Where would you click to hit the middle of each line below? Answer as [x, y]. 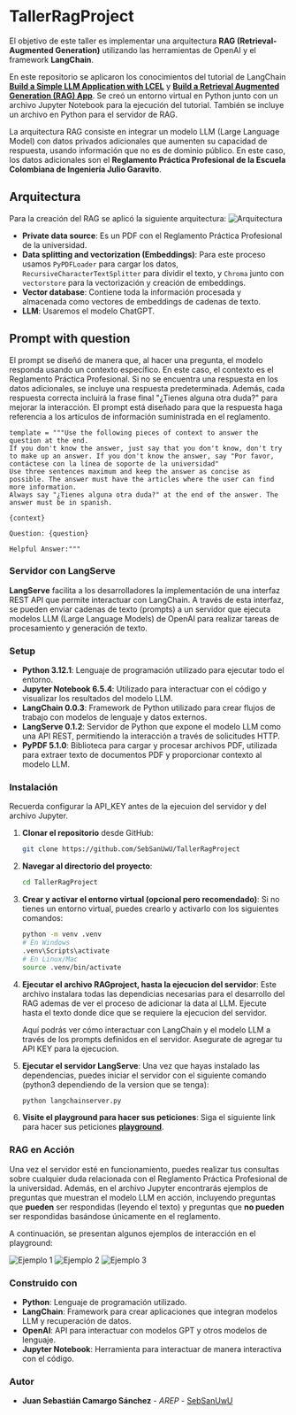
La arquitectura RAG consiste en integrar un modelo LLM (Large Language [144, 131]
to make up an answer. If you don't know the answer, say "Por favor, [142, 456]
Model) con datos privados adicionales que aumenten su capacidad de [138, 141]
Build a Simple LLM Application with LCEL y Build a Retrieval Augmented [144, 86]
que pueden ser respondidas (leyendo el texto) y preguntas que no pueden [147, 1207]
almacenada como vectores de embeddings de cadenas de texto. [141, 301]
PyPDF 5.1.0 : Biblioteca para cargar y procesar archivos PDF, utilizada [149, 746]
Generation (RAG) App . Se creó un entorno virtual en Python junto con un [144, 96]
